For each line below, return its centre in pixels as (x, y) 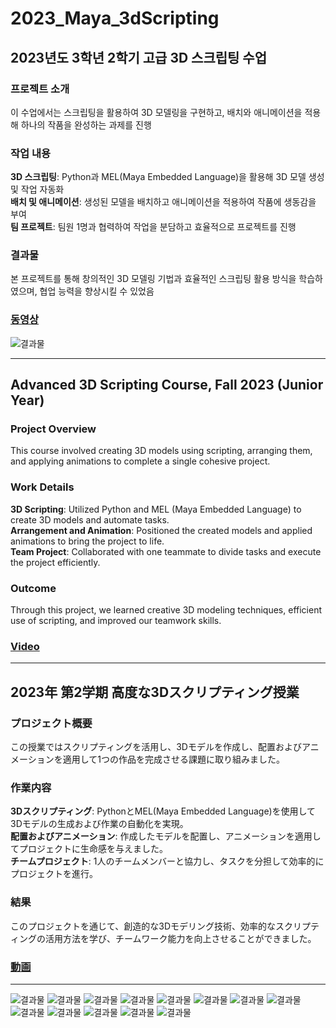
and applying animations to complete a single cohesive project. (140, 461)
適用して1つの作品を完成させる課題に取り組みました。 (173, 759)
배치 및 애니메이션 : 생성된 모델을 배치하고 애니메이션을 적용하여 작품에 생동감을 (163, 202)
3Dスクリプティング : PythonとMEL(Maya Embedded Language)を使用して (163, 811)
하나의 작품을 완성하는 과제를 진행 (86, 124)
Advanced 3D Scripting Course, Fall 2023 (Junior (167, 385)
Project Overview (53, 429)
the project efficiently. (55, 562)
